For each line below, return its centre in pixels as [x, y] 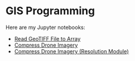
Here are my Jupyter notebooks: [45, 27]
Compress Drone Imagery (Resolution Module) [71, 51]
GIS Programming [50, 11]
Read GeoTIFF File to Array [47, 38]
